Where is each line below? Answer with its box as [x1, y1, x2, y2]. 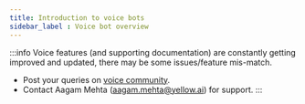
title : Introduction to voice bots [9, 13, 145, 23]
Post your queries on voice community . [22, 74, 171, 85]
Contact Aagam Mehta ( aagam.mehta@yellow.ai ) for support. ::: [22, 84, 263, 95]
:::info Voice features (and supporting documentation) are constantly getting [9, 47, 297, 57]
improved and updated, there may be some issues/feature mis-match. [9, 57, 272, 68]
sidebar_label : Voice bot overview [9, 22, 149, 31]
